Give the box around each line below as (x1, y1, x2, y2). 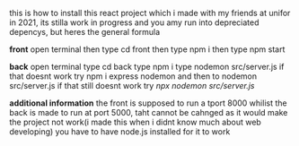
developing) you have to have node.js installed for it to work (9, 126, 231, 137)
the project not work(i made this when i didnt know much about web (9, 116, 262, 127)
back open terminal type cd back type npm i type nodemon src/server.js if (9, 62, 285, 72)
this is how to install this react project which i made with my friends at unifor (9, 8, 291, 18)
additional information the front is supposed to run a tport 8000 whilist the (9, 98, 287, 108)
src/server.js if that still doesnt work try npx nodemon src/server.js (9, 81, 255, 90)
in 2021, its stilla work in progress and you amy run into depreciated (9, 17, 259, 28)
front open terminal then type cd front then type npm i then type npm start (9, 44, 286, 55)
